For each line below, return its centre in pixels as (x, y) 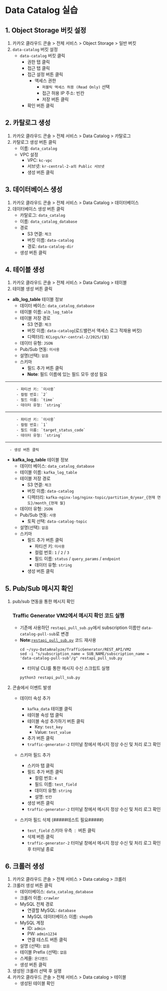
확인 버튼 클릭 (41, 106)
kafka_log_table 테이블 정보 (40, 460)
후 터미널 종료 (41, 849)
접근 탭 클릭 (39, 68)
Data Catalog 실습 (42, 10)
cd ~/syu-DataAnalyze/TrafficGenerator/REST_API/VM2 (76, 650)
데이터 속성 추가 (35, 698)
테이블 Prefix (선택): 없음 (43, 952)
